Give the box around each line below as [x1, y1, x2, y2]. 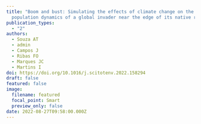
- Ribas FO [11, 53, 39, 59]
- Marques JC [11, 58, 44, 64]
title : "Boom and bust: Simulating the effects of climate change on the [6, 8, 194, 15]
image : [6, 86, 23, 92]
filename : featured [11, 92, 60, 98]
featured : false [6, 81, 47, 87]
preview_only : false [11, 103, 63, 109]
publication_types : [6, 20, 55, 26]
